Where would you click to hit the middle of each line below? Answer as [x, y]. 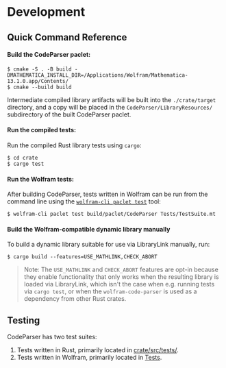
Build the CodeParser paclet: [49, 55]
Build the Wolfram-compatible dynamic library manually [89, 229]
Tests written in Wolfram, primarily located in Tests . [89, 358]
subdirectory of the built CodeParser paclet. [69, 114]
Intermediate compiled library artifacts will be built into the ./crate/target [112, 99]
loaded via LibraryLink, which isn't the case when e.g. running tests [119, 284]
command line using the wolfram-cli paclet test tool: [84, 201]
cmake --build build [42, 87]
